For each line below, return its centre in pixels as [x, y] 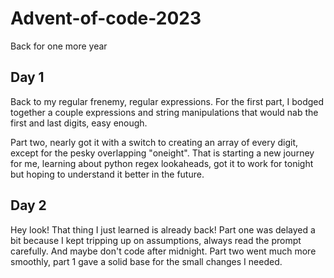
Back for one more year [59, 46]
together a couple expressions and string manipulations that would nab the [164, 112]
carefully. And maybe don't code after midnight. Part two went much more [163, 251]
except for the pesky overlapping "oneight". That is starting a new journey [162, 153]
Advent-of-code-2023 [106, 18]
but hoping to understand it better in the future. [107, 174]
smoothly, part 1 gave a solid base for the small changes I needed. [146, 261]
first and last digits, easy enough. [79, 123]
